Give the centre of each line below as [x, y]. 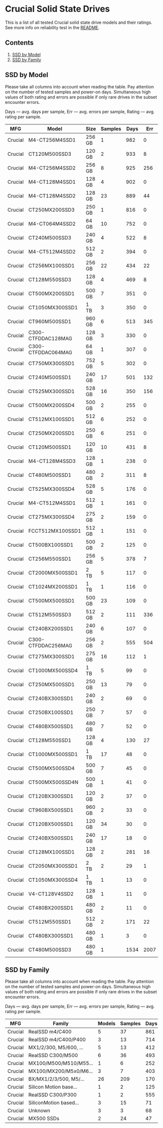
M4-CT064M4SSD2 [52, 223]
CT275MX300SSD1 [52, 657]
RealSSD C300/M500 [53, 1056]
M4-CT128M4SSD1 [52, 182]
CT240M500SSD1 [50, 377]
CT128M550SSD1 [50, 740]
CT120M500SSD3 [50, 154]
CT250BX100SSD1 [51, 712]
